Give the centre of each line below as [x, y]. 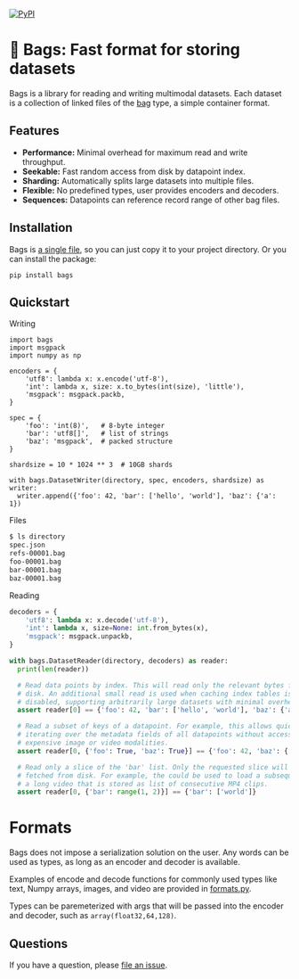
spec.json [28, 545]
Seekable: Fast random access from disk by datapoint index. [134, 171]
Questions [39, 944]
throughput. [44, 161]
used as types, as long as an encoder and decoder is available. [125, 862]
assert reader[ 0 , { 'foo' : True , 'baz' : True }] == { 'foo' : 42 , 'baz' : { [153, 751]
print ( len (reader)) [53, 669]
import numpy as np [45, 356]
